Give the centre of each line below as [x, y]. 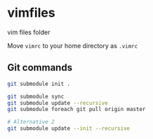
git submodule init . [39, 84]
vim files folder [29, 32]
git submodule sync [36, 96]
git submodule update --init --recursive [69, 129]
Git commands [40, 68]
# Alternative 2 [31, 122]
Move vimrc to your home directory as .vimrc [73, 45]
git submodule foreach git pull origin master [76, 110]
